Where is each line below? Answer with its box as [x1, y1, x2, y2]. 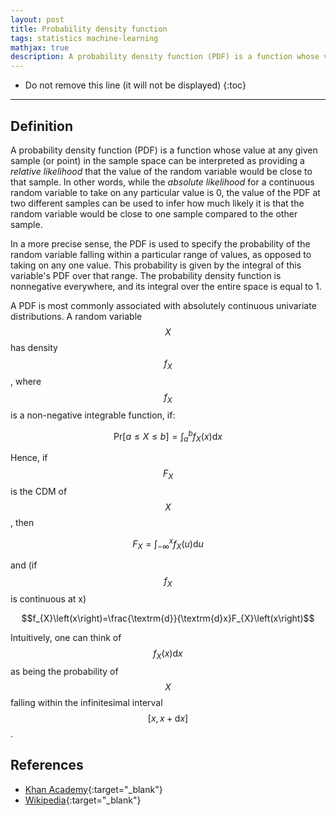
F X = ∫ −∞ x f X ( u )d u [132, 536, 204, 552]
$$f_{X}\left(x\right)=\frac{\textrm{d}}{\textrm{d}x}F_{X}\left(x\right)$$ [21, 612, 315, 625]
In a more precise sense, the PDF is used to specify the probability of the [10, 237, 311, 250]
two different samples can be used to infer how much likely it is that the [10, 197, 305, 209]
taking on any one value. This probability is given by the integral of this [10, 259, 302, 271]
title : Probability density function [10, 24, 168, 34]
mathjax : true [10, 42, 70, 53]
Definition [10, 117, 73, 135]
